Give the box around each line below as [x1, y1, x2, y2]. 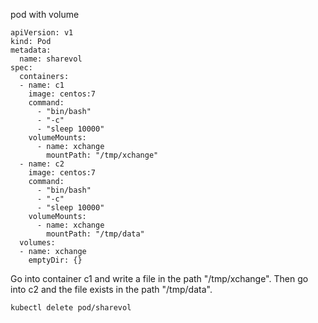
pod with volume [10, 9, 80, 20]
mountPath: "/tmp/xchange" [46, 150, 159, 160]
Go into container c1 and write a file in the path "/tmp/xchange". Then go [10, 273, 309, 284]
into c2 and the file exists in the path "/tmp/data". [10, 284, 213, 295]
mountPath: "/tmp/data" [46, 229, 145, 239]
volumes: [19, 238, 56, 248]
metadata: [10, 45, 52, 55]
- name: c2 [19, 159, 65, 169]
